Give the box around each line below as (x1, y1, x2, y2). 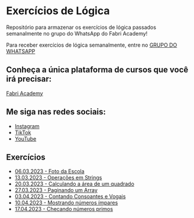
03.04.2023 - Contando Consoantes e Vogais (14, 193, 126, 200)
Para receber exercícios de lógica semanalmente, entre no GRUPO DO (6, 41, 177, 48)
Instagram (14, 122, 40, 129)
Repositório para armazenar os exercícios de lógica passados (6, 24, 157, 31)
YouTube (14, 135, 37, 142)
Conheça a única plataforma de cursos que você (6, 65, 189, 75)
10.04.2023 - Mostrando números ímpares (14, 199, 118, 206)
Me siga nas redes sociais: (6, 107, 106, 117)
